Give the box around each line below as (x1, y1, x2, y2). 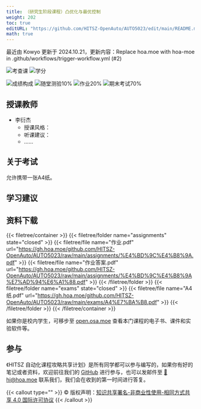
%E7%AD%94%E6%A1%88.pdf (6, 278, 86, 285)
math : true (6, 31, 33, 37)
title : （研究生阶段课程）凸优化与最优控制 (6, 8, 101, 15)
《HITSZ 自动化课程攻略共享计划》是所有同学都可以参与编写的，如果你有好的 (6, 360, 193, 368)
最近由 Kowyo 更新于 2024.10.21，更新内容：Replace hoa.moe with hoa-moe (6, 49, 195, 56)
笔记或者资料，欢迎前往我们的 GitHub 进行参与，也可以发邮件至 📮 (6, 368, 167, 375)
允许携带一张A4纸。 (6, 174, 56, 181)
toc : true (6, 20, 31, 26)
